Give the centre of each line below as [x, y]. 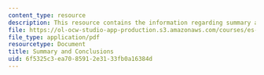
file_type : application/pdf [54, 37]
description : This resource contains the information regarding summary [130, 23]
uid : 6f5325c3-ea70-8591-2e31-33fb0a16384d [81, 59]
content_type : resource [47, 15]
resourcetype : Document [47, 45]
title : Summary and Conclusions [61, 52]
